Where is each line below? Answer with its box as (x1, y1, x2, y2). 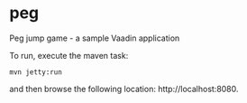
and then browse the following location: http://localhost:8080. (9, 83, 239, 94)
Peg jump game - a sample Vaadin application (9, 33, 180, 43)
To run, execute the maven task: (9, 50, 129, 61)
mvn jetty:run (9, 67, 63, 77)
